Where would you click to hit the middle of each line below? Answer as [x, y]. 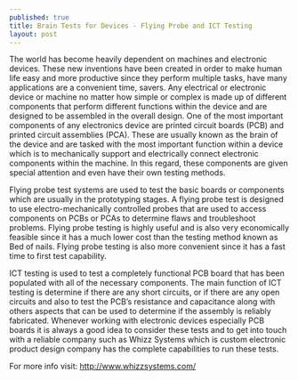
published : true [39, 17]
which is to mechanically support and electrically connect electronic [134, 154]
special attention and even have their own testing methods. [117, 173]
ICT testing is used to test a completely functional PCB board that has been [147, 273]
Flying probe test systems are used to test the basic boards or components [147, 190]
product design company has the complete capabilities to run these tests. [144, 349]
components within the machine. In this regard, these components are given [149, 163]
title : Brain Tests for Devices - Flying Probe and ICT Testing [131, 26]
